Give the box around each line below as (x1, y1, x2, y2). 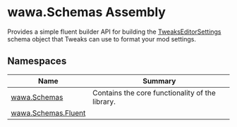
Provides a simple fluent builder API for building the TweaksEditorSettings (7, 27, 221, 36)
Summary (142, 76, 176, 86)
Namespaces (7, 55, 67, 67)
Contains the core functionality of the (92, 88, 217, 98)
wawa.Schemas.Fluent (11, 108, 86, 118)
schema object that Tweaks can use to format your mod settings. (7, 34, 196, 43)
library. (92, 96, 116, 106)
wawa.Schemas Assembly (7, 4, 166, 20)
